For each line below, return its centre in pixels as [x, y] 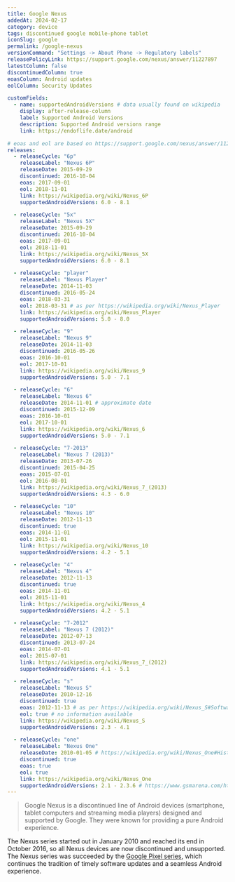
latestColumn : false [37, 66]
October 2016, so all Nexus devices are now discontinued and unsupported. [116, 849]
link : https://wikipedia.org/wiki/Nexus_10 [84, 546]
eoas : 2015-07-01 [45, 474]
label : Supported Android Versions [72, 118]
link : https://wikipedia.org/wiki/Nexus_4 [83, 604]
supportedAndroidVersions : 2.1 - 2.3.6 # [81, 786]
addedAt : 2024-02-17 [37, 20]
